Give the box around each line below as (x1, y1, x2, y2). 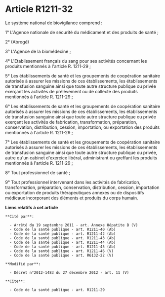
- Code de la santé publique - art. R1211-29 (9, 287, 105, 292)
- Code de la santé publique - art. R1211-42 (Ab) (9, 231, 116, 236)
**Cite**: (5, 279, 26, 284)
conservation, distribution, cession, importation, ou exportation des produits (5, 124, 160, 130)
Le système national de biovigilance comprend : (5, 20, 103, 26)
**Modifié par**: (5, 261, 41, 266)
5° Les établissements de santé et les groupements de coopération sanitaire (5, 73, 161, 78)
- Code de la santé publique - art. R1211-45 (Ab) (9, 244, 116, 249)
